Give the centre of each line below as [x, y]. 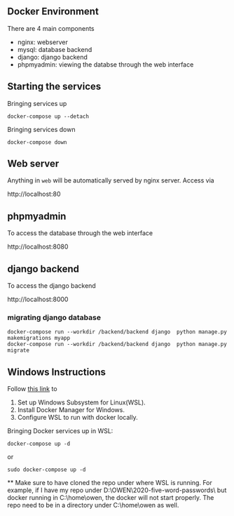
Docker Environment [53, 12]
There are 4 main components [51, 28]
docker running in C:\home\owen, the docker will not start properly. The [111, 498]
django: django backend [52, 57]
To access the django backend [51, 286]
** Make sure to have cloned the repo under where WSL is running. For [110, 483]
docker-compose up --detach [48, 116]
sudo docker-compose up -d [47, 470]
